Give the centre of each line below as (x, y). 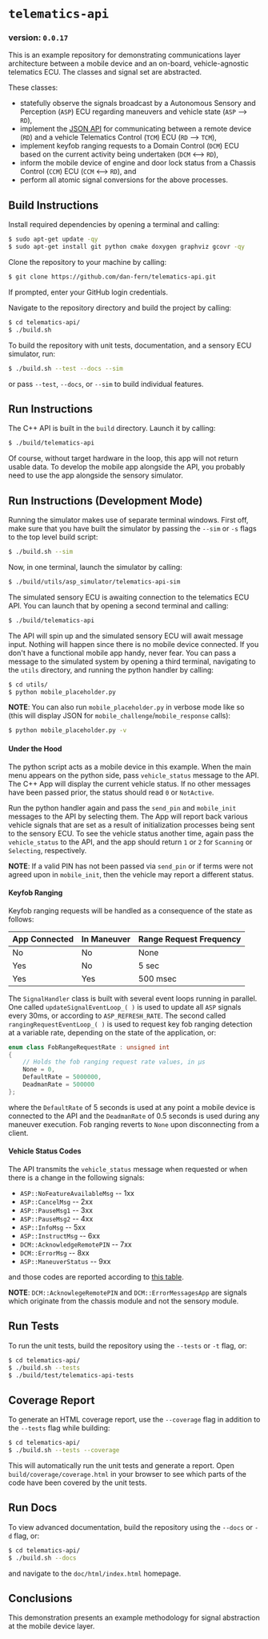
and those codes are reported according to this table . (96, 1277)
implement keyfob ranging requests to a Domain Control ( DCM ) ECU (130, 146)
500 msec (158, 978)
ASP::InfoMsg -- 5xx (53, 1227)
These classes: (33, 87)
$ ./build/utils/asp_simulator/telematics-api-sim (94, 582)
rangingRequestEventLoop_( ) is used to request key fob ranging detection (131, 1024)
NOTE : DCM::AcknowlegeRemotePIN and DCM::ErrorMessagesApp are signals (128, 1293)
